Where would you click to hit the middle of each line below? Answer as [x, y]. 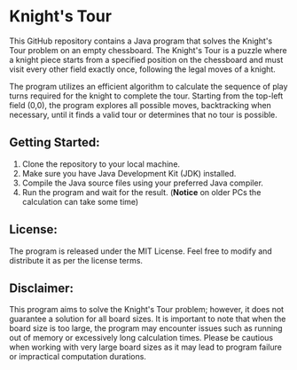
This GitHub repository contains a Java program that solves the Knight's [141, 41]
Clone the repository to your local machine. [101, 164]
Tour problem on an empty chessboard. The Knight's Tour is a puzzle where [148, 50]
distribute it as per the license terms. [76, 260]
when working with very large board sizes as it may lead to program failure [145, 347]
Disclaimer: [41, 288]
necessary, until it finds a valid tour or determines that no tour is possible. [143, 114]
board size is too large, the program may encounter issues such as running [146, 328]
